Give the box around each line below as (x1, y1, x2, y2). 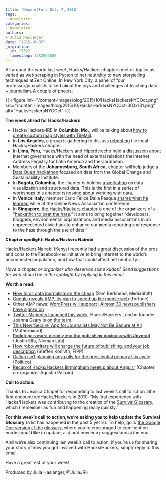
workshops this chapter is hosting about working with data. (12, 190, 133, 196)
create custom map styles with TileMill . (12, 132, 93, 139)
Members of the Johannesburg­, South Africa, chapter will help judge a (12, 164, 158, 170)
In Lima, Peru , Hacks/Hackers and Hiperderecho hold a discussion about (12, 148, 161, 154)
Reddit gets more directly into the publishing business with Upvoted (12, 333, 150, 339)
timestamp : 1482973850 (10, 53, 57, 58)
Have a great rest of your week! (5, 460, 70, 466)
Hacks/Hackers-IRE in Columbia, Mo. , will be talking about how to (12, 127, 147, 133)
